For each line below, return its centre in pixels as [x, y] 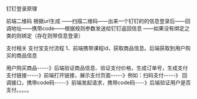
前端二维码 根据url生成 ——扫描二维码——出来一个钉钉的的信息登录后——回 [98, 21]
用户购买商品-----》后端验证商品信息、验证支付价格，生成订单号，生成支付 [97, 68]
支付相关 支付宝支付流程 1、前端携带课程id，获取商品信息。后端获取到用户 [96, 48]
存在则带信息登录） [60, 36]
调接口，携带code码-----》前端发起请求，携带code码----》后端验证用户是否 [98, 83]
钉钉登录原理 [21, 8]
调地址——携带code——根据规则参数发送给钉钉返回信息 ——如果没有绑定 [96, 28]
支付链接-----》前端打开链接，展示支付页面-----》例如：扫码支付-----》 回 [97, 75]
